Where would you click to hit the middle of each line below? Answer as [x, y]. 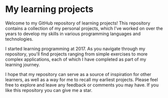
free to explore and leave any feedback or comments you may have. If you [82, 85]
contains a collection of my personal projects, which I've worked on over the [84, 28]
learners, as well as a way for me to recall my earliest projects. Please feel [81, 79]
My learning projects [49, 9]
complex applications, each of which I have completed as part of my [76, 59]
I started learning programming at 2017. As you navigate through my [75, 48]
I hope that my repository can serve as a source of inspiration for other [78, 74]
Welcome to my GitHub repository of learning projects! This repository [78, 23]
